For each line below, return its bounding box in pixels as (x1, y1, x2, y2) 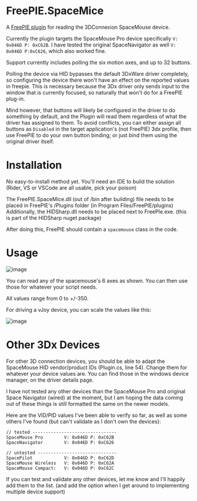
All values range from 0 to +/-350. (6, 295, 89, 302)
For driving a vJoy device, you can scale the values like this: (6, 306, 152, 313)
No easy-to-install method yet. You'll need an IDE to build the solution (6, 178, 175, 185)
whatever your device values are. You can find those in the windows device (6, 370, 189, 377)
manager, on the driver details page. (6, 376, 94, 383)
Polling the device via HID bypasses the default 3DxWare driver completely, (6, 70, 189, 77)
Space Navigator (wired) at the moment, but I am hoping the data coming (6, 394, 183, 401)
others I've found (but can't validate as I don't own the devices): (6, 417, 161, 425)
